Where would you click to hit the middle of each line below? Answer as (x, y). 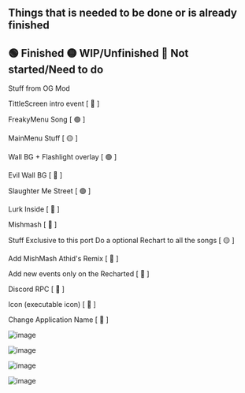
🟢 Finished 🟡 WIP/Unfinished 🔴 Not (98, 53)
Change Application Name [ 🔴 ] (58, 320)
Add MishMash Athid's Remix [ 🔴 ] (63, 259)
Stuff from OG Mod (39, 88)
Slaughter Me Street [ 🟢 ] (50, 191)
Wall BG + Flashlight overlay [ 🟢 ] (63, 157)
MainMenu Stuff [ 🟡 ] (43, 138)
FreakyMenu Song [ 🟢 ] (47, 120)
